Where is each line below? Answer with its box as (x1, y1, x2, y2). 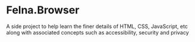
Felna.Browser (6, 3, 80, 17)
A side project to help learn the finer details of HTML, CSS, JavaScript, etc (6, 23, 188, 30)
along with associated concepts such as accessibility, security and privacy (6, 29, 189, 36)
